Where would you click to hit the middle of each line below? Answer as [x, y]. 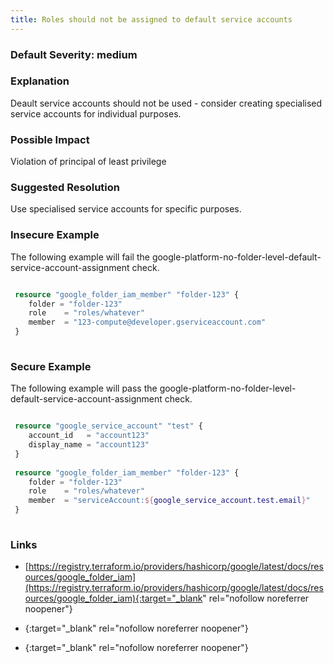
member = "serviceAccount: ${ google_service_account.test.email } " [169, 501]
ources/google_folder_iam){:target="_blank [113, 598]
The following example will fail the [80, 257]
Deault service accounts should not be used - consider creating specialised [166, 103]
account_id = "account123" [89, 436]
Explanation [40, 81]
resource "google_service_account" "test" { [108, 426]
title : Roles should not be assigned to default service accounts [151, 19]
